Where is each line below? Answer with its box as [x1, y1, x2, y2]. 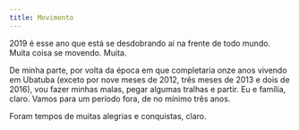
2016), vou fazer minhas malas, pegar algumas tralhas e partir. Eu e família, [9, 83, 286, 94]
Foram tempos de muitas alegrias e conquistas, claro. [9, 110, 208, 121]
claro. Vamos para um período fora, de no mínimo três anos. [9, 93, 231, 104]
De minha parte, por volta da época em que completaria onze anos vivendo [9, 65, 288, 75]
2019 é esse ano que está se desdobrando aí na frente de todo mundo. [9, 38, 271, 48]
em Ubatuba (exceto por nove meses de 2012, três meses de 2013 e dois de [9, 74, 290, 85]
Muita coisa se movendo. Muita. [9, 47, 127, 58]
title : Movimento [9, 13, 74, 22]
